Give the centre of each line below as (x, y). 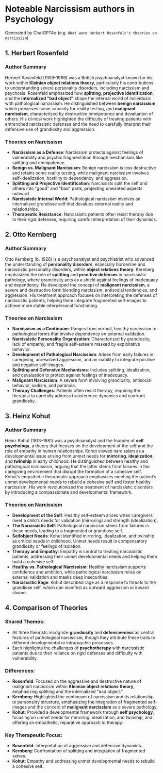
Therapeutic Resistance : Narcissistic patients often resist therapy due (82, 214)
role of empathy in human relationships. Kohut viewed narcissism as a (75, 451)
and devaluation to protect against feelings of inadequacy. (70, 375)
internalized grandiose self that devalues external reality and (73, 204)
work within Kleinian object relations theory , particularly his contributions (79, 83)
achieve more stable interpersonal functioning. (52, 305)
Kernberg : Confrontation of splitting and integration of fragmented (79, 751)
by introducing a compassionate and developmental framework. (69, 492)
